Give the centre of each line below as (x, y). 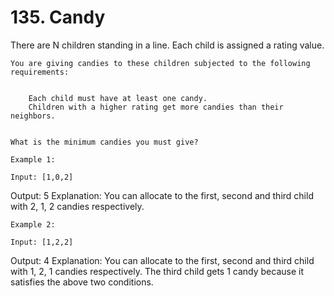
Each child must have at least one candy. (118, 98)
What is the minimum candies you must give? (104, 142)
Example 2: (33, 224)
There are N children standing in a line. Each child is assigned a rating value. (167, 45)
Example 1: (33, 159)
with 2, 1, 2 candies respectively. (77, 206)
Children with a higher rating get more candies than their (156, 107)
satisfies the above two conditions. (82, 282)
